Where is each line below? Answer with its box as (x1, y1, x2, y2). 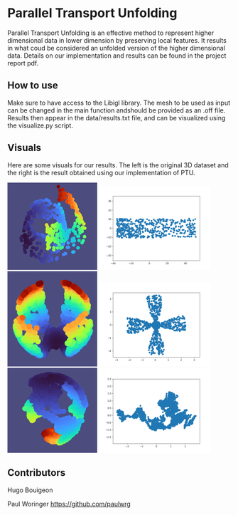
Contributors (7, 467, 66, 479)
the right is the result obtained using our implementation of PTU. (7, 168, 195, 177)
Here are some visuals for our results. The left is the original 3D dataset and (7, 160, 229, 169)
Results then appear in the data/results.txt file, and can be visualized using (7, 113, 226, 122)
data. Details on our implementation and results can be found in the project (7, 51, 227, 60)
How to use (7, 80, 58, 92)
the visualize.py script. (7, 121, 73, 130)
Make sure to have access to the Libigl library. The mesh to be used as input (7, 98, 231, 107)
